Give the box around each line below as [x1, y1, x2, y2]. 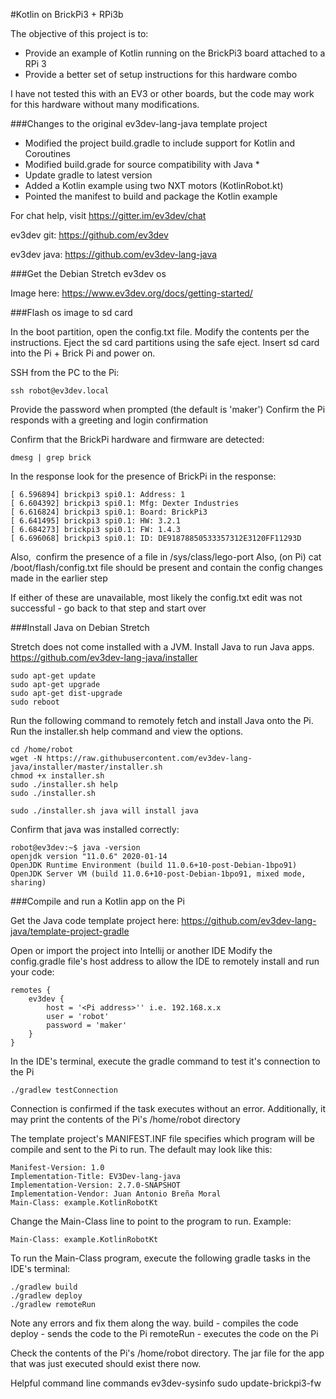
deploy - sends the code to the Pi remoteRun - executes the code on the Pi [10, 1328, 319, 1339]
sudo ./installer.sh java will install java [10, 806, 199, 816]
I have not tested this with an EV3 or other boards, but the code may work [10, 88, 315, 99]
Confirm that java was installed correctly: [10, 824, 180, 835]
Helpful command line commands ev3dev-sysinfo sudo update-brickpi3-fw [10, 1377, 322, 1389]
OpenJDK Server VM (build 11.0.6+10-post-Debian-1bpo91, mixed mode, [10, 869, 307, 879]
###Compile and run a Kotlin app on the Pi [10, 895, 185, 907]
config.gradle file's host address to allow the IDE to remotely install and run [10, 955, 320, 967]
